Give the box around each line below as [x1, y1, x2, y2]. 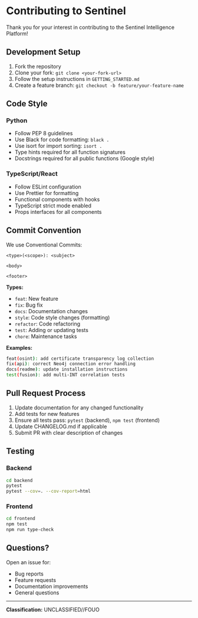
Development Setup [6, 47, 81, 57]
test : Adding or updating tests [14, 326, 88, 333]
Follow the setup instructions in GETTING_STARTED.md [14, 75, 140, 82]
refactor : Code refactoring [14, 320, 81, 327]
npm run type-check [6, 527, 54, 533]
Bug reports [14, 570, 44, 577]
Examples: [6, 344, 32, 351]
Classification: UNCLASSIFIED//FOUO [6, 606, 100, 613]
